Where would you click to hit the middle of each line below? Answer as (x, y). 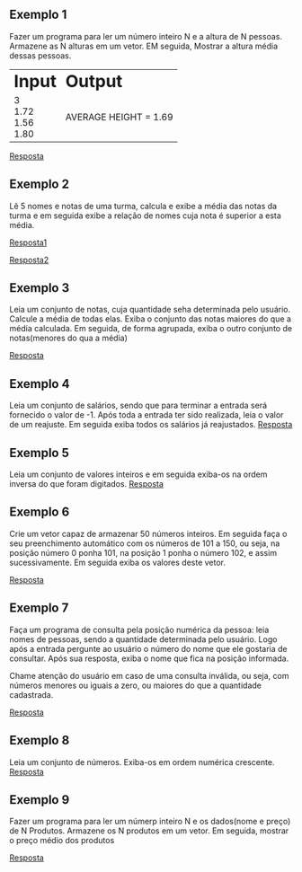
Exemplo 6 (40, 512)
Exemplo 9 (40, 800)
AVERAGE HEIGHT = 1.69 (119, 117)
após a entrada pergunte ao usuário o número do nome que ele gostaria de (148, 648)
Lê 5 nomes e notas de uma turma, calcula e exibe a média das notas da (143, 206)
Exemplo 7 (39, 608)
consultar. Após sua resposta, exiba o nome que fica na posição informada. (149, 658)
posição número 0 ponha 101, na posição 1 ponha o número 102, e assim (143, 552)
